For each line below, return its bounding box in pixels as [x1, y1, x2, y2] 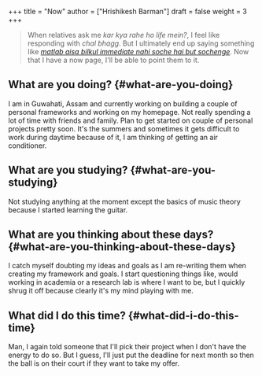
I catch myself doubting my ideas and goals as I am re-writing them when [8, 261, 246, 271]
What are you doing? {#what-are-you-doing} [8, 78, 234, 91]
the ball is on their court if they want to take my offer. [8, 359, 180, 368]
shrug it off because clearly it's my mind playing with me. [8, 286, 194, 296]
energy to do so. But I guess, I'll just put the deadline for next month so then [8, 350, 254, 360]
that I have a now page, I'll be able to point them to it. [27, 55, 200, 65]
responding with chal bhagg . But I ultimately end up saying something [27, 39, 255, 48]
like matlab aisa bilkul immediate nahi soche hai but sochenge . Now [27, 47, 249, 56]
